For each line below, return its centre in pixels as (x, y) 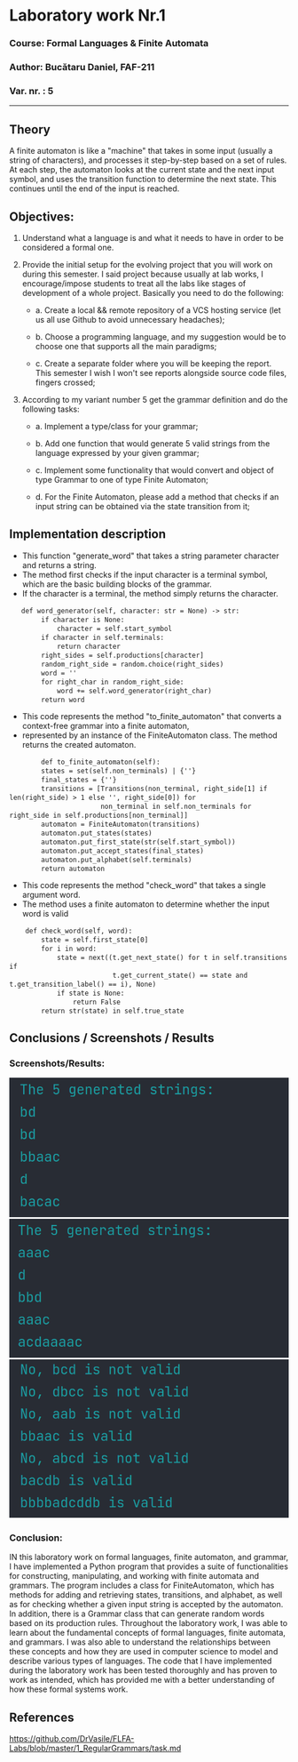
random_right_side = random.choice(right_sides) (133, 664)
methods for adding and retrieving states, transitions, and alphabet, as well (146, 1595)
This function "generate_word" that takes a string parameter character (150, 556)
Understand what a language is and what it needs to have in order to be (153, 237)
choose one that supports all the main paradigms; (126, 346)
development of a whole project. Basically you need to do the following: (153, 292)
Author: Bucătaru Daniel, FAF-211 (82, 68)
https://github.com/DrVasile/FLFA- (72, 1739)
